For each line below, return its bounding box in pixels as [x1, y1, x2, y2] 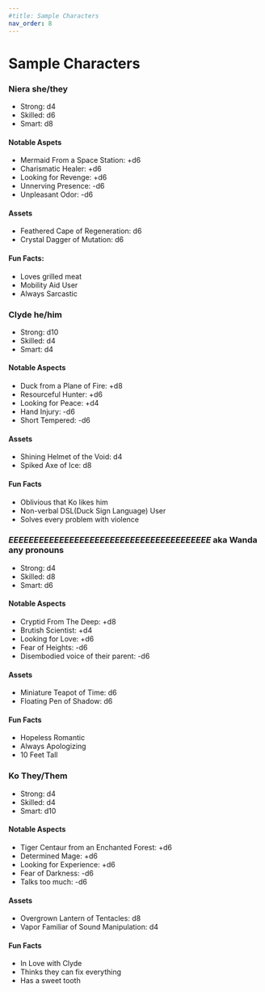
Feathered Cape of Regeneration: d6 [19, 226, 142, 236]
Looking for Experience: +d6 [19, 859, 116, 869]
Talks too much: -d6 [19, 876, 87, 887]
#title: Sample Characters [8, 11, 99, 20]
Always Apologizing [19, 742, 86, 751]
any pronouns [8, 544, 65, 556]
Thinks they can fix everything [19, 967, 122, 977]
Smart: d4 [19, 344, 54, 354]
